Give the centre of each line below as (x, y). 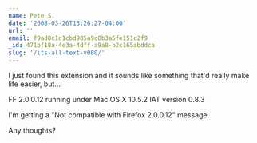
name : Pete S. (32, 16)
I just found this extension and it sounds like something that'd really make (129, 75)
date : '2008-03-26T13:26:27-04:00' (67, 23)
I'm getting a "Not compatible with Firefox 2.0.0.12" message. (109, 115)
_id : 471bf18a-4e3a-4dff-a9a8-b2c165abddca (82, 46)
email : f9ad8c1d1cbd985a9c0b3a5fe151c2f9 (78, 38)
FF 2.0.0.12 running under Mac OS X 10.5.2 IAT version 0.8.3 (107, 99)
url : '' (21, 30)
